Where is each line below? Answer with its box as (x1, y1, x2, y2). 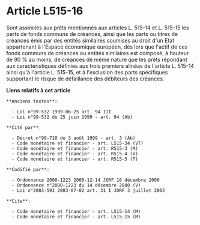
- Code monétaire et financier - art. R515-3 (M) (11, 145, 138, 151)
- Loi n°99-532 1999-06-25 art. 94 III (11, 109, 112, 115)
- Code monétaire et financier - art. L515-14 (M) (11, 208, 141, 214)
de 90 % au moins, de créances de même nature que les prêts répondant (6, 56, 187, 63)
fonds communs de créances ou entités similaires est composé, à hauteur (6, 49, 189, 56)
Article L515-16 (6, 4, 83, 18)
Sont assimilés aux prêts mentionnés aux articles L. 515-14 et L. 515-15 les (6, 24, 189, 31)
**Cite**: (6, 198, 31, 204)
